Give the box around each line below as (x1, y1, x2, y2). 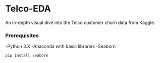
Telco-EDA (5, 3, 51, 14)
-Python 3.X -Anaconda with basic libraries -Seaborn (5, 43, 116, 49)
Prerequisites (5, 32, 39, 39)
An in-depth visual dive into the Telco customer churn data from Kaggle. (5, 19, 155, 25)
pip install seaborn (5, 53, 49, 58)
